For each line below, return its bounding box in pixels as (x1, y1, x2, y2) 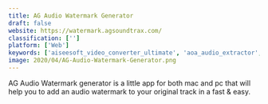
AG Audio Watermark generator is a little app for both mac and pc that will (8, 78, 251, 88)
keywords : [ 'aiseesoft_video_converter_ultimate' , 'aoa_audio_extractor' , (8, 49, 262, 57)
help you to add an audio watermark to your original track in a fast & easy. (8, 86, 251, 96)
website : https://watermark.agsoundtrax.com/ (8, 26, 162, 34)
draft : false (8, 19, 52, 27)
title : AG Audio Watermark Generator (8, 11, 134, 20)
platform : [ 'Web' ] (8, 42, 69, 50)
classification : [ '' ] (8, 34, 81, 42)
